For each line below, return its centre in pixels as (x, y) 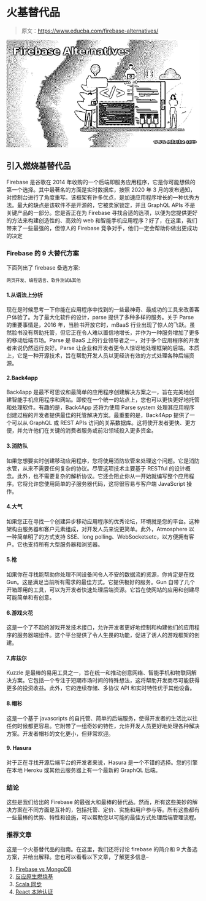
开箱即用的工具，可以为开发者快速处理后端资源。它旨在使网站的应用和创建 (100, 590)
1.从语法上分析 (25, 295)
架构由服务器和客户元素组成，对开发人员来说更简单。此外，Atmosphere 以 (101, 529)
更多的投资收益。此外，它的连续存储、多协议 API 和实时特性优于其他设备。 (101, 688)
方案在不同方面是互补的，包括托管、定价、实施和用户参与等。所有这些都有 (105, 810)
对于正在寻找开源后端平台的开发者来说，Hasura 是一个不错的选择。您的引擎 (102, 762)
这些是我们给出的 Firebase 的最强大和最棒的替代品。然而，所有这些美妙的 (99, 802)
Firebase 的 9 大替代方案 (43, 253)
